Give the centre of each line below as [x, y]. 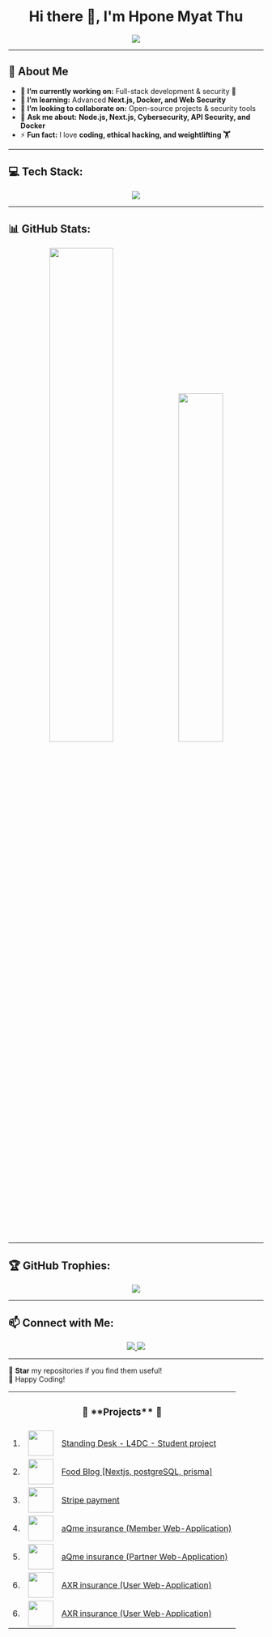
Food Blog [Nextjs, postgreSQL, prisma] [137, 1472]
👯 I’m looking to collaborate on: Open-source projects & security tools [138, 108]
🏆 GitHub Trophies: [59, 1265]
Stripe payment [90, 1500]
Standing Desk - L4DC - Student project [139, 1443]
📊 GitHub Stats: [50, 229]
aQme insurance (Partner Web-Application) [144, 1557]
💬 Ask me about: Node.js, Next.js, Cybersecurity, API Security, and [135, 117]
